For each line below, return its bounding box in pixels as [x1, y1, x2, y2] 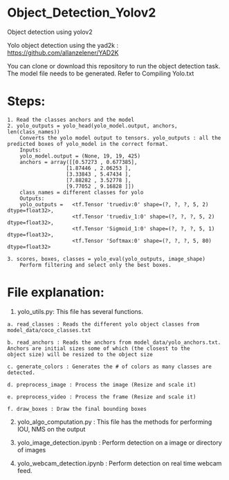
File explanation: [7, 285, 105, 300]
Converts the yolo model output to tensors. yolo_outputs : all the [19, 134, 221, 141]
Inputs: [19, 147, 42, 154]
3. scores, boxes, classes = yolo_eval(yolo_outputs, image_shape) [7, 255, 206, 262]
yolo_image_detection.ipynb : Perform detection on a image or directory [17, 438, 223, 447]
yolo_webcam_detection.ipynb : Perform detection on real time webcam [17, 459, 222, 468]
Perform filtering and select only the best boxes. [19, 261, 172, 268]
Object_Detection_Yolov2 [7, 5, 156, 21]
